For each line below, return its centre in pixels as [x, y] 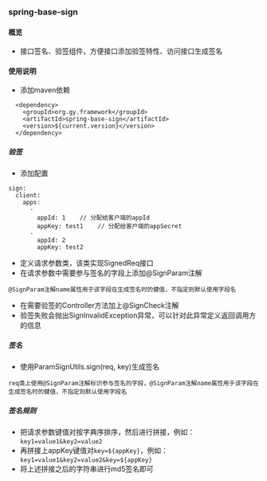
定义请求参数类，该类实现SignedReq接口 [86, 263]
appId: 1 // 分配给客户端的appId [93, 218]
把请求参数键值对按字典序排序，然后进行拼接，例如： [107, 432]
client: [28, 195]
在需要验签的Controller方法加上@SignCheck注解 [99, 306]
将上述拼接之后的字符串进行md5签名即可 [86, 469]
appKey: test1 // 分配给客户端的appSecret [110, 227]
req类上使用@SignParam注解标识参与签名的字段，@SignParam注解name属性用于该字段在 [133, 384]
